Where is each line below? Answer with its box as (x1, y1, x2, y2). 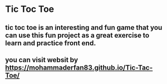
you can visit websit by (5, 56, 78, 64)
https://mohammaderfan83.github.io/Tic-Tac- (5, 63, 153, 72)
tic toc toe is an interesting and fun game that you (5, 23, 163, 32)
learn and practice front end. (5, 39, 96, 47)
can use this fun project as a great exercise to (5, 31, 150, 39)
